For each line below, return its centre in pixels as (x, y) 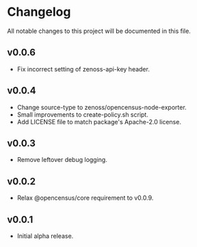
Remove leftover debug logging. (62, 160)
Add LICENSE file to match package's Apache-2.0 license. (99, 121)
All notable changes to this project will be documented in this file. (99, 31)
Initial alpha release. (45, 236)
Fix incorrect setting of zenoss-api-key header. (83, 69)
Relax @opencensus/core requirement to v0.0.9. (85, 198)
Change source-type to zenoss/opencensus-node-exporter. (102, 107)
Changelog (39, 12)
